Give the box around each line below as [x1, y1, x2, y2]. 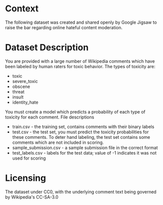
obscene [12, 83, 31, 89]
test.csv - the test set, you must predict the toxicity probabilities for [12, 129, 149, 135]
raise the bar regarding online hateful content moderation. [5, 24, 123, 30]
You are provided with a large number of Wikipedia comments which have [5, 58, 155, 64]
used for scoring [12, 155, 46, 161]
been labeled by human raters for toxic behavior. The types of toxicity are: [5, 63, 156, 69]
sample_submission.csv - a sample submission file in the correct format [12, 144, 158, 151]
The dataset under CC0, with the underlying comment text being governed [5, 189, 157, 195]
